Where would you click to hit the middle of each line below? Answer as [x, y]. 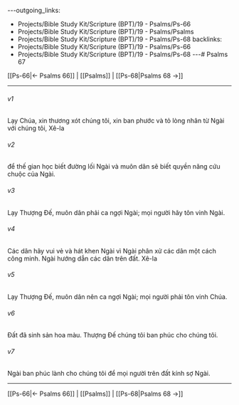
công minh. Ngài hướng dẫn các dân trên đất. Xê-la [83, 258]
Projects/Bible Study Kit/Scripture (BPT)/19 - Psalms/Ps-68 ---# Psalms [123, 54]
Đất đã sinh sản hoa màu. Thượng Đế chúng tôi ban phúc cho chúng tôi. [113, 335]
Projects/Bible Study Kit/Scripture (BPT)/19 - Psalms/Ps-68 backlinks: [120, 39]
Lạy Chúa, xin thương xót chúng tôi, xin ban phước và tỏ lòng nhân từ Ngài [116, 121]
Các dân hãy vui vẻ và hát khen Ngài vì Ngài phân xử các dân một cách [112, 251]
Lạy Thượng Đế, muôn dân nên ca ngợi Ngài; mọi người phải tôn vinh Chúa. [117, 297]
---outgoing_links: [34, 10]
